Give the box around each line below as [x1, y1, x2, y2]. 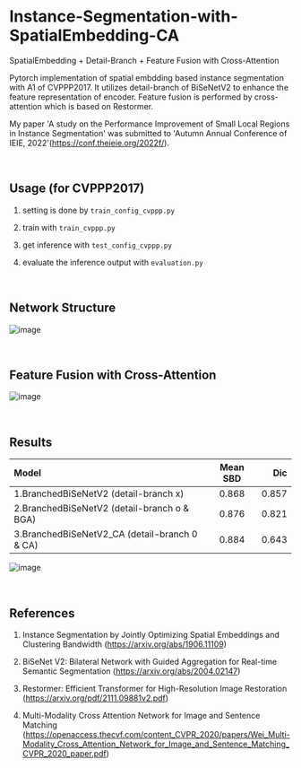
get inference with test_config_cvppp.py [21, 240, 173, 250]
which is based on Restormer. [43, 100, 154, 111]
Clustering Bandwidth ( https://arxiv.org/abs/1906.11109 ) [21, 639, 227, 650]
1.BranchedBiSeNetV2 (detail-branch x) [13, 487, 185, 500]
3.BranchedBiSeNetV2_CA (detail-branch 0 [13, 528, 198, 540]
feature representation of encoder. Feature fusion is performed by [9, 92, 253, 102]
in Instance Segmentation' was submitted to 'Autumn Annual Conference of [9, 127, 288, 138]
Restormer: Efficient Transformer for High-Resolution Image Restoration [21, 684, 288, 694]
